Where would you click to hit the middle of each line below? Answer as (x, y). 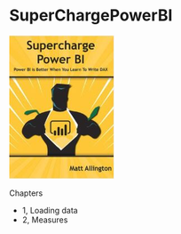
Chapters (26, 193)
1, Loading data (50, 210)
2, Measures (45, 220)
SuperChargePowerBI (91, 16)
